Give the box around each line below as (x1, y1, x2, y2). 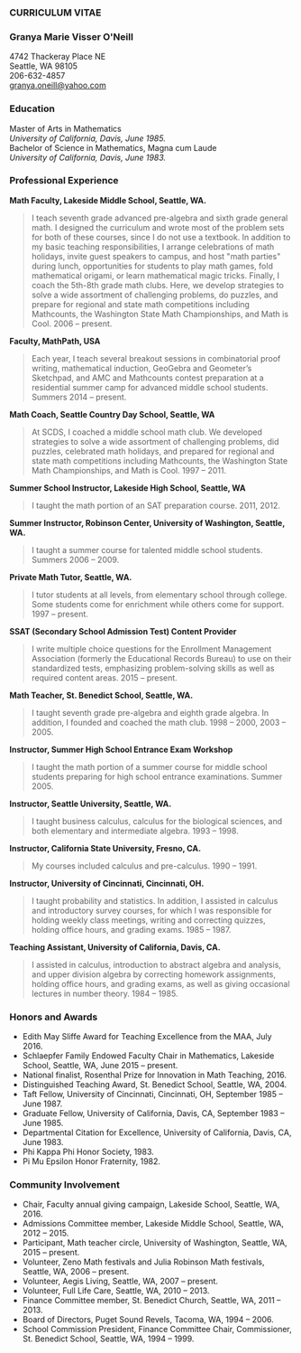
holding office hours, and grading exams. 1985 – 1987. (31, 924, 232, 935)
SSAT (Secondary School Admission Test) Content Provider (9, 625, 237, 636)
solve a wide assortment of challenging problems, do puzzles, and (31, 289, 278, 300)
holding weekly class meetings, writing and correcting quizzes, (31, 915, 266, 925)
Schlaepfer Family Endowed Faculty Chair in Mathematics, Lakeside (22, 1050, 275, 1061)
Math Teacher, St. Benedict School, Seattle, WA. (9, 690, 194, 700)
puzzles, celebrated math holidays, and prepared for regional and (31, 446, 275, 456)
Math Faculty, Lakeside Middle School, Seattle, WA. (9, 194, 207, 205)
